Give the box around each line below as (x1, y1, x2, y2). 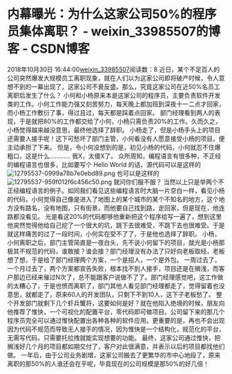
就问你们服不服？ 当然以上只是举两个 (113, 177, 219, 186)
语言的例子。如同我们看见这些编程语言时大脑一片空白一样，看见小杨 (30, 186, 225, 195)
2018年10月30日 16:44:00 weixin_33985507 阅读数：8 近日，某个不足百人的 (7, 65, 220, 73)
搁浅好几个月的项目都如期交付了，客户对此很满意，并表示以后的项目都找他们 (7, 342, 225, 350)
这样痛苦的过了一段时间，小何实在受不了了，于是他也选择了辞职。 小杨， (12, 229, 221, 238)
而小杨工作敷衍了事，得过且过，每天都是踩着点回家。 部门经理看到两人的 (7, 108, 215, 116)
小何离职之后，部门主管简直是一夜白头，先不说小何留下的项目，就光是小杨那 (7, 238, 225, 247)
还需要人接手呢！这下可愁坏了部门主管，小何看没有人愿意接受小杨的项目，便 (7, 134, 225, 143)
